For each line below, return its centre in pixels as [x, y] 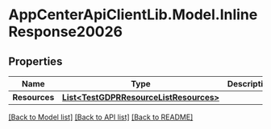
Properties [35, 61]
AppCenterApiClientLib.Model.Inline [133, 15]
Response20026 [66, 32]
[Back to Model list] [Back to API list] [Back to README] [101, 117]
